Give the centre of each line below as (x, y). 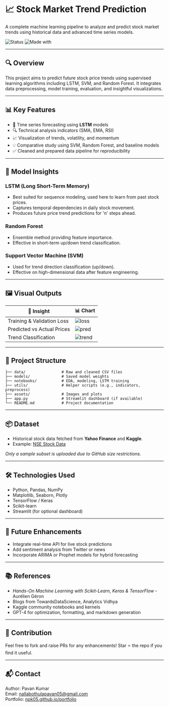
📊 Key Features (30, 110)
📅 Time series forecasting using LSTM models (60, 124)
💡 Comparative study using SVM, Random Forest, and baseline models (86, 145)
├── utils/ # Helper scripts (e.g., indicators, (73, 386)
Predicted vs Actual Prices (39, 329)
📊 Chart (85, 310)
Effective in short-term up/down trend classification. (67, 243)
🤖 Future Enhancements (44, 532)
